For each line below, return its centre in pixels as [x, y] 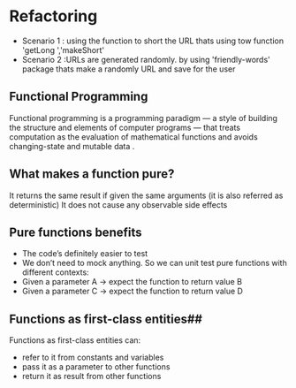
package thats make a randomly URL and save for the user [129, 69]
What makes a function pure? [92, 174]
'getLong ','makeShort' [63, 49]
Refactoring [53, 16]
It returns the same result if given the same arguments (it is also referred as [146, 195]
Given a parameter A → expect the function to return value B [132, 282]
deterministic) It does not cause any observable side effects [118, 204]
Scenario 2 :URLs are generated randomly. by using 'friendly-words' [146, 59]
